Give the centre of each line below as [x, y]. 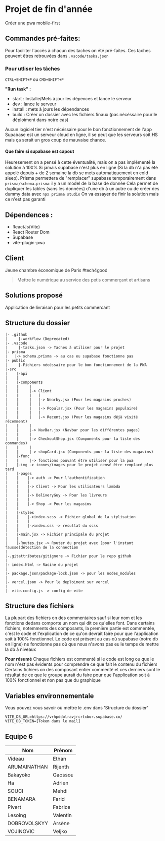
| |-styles [20, 512]
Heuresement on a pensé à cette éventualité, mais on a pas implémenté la [80, 162]
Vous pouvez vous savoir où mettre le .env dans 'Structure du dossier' [77, 708]
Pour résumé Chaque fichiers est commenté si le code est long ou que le [80, 659]
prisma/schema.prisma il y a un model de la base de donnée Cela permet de [82, 183]
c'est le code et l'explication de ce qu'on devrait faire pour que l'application [82, 633]
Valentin [62, 815]
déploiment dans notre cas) [40, 120]
